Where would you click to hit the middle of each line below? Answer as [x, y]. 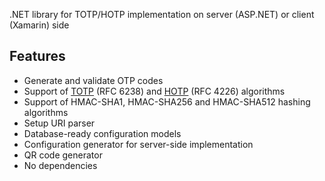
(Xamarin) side [39, 25]
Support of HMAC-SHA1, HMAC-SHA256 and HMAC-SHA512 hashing [167, 101]
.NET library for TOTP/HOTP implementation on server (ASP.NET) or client [162, 14]
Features [37, 56]
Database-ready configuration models [102, 133]
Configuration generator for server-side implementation [138, 144]
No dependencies [60, 165]
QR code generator [63, 155]
